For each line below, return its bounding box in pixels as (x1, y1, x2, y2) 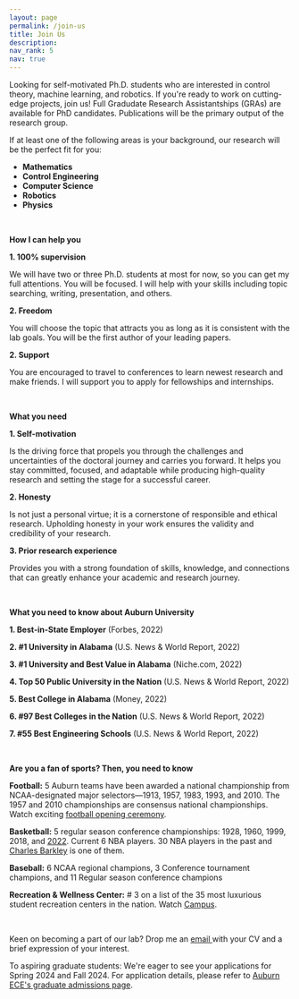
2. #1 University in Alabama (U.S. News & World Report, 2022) (9, 642, 241, 652)
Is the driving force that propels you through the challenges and (9, 446, 244, 457)
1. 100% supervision (9, 252, 87, 262)
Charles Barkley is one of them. (9, 845, 125, 856)
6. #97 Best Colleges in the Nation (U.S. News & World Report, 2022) (9, 711, 265, 721)
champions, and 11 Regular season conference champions (9, 872, 223, 883)
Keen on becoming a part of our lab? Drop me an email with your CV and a (9, 934, 283, 944)
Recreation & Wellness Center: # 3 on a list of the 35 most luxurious (9, 890, 262, 900)
